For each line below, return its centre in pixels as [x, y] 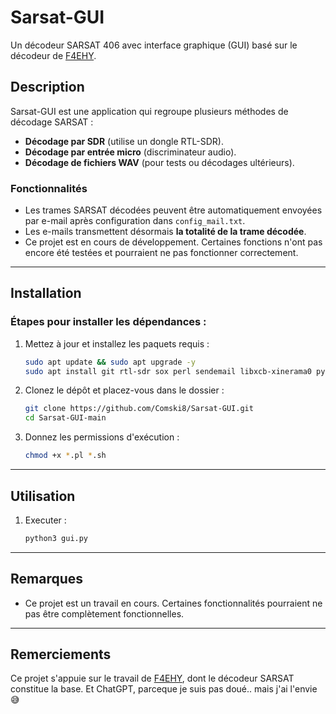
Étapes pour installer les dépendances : [108, 322]
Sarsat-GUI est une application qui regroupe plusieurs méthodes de [149, 111]
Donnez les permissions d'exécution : [102, 437]
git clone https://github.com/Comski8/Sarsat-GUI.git [139, 409]
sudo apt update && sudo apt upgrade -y [110, 362]
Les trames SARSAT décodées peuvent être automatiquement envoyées [173, 210]
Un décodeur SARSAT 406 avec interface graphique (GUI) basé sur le [154, 45]
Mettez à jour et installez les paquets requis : [117, 343]
